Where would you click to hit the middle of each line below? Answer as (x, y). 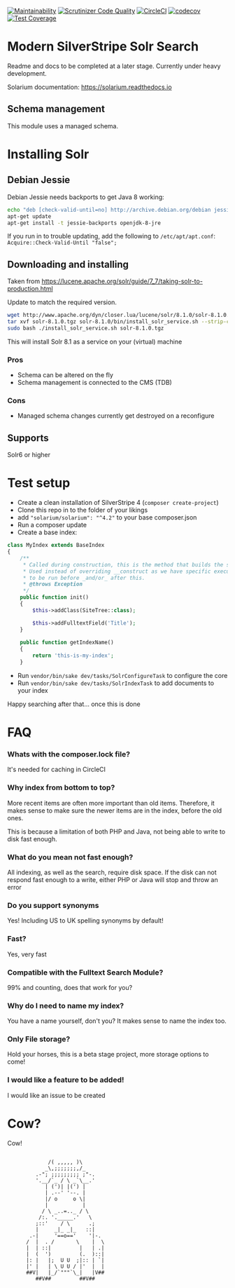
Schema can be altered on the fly (65, 375)
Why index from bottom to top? (61, 787)
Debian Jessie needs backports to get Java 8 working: (86, 197)
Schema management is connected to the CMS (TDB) (95, 383)
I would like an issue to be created (57, 1095)
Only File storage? (39, 1039)
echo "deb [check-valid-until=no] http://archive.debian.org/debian (109, 210)
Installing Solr (48, 154)
